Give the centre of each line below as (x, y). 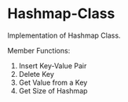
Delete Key (36, 74)
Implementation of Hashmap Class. (64, 35)
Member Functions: (39, 50)
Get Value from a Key (53, 82)
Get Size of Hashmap (53, 90)
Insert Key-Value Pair (53, 66)
